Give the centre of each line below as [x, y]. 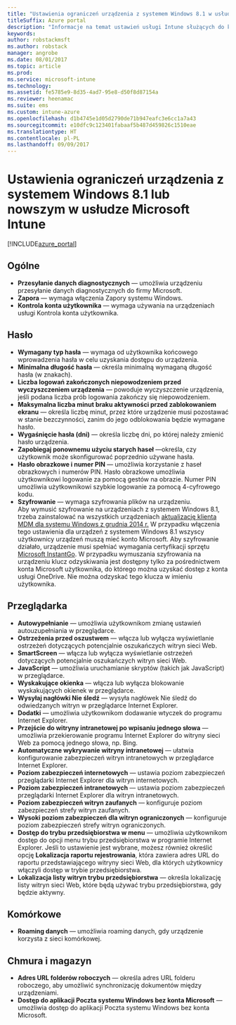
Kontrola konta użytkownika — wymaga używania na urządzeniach [116, 305]
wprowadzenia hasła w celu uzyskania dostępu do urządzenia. [108, 359]
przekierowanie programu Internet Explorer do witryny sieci [134, 735]
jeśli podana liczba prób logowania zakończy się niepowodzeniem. [114, 397]
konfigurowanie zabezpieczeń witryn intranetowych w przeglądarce [116, 757]
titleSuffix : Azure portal [47, 20]
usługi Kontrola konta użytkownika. [68, 313]
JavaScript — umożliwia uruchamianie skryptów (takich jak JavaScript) [121, 668]
